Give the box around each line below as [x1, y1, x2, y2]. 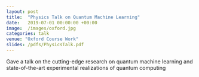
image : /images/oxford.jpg [6, 25, 76, 31]
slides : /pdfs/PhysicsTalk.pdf [6, 42, 84, 48]
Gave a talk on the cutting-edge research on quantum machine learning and [6, 57, 193, 65]
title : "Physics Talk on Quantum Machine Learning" [6, 14, 140, 20]
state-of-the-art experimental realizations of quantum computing [6, 64, 166, 71]
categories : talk [6, 31, 50, 37]
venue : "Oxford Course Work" [6, 36, 79, 42]
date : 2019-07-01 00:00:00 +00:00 [6, 20, 97, 25]
